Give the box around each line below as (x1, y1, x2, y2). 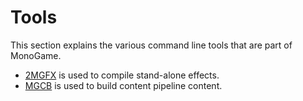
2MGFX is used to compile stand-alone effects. (24, 69, 220, 81)
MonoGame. (10, 49, 62, 61)
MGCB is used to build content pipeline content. (24, 79, 223, 91)
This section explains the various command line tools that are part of (10, 39, 293, 51)
